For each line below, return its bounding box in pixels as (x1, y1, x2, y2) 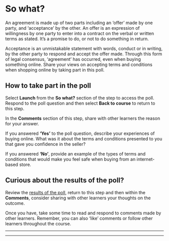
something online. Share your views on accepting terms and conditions (5, 61, 152, 67)
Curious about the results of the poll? (5, 176, 124, 185)
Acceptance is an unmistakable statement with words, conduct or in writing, (5, 45, 163, 51)
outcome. (5, 200, 25, 206)
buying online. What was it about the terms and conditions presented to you (5, 135, 162, 141)
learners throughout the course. (5, 220, 71, 226)
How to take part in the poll (5, 82, 92, 90)
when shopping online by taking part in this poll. (5, 66, 105, 73)
